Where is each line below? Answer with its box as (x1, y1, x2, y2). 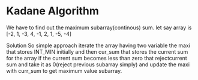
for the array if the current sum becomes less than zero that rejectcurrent (6, 54, 187, 61)
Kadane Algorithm (6, 4, 99, 18)
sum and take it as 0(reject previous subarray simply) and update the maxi (6, 61, 190, 68)
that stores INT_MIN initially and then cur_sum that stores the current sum (6, 48, 188, 55)
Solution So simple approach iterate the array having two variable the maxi (6, 42, 191, 49)
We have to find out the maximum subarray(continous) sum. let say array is (6, 24, 192, 31)
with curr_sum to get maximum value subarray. (6, 67, 122, 74)
